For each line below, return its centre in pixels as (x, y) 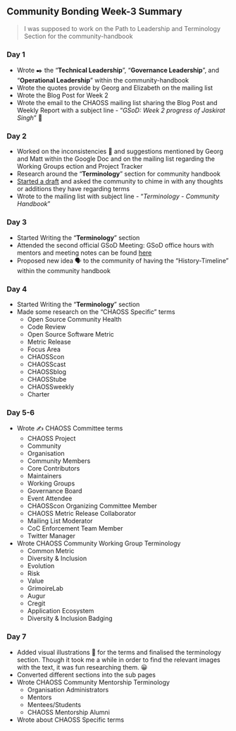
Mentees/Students (54, 704)
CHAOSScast (46, 364)
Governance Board (55, 491)
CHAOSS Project (51, 439)
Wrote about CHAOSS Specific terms (70, 720)
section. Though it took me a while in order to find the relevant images (118, 660)
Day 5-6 (21, 412)
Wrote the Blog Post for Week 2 (62, 95)
